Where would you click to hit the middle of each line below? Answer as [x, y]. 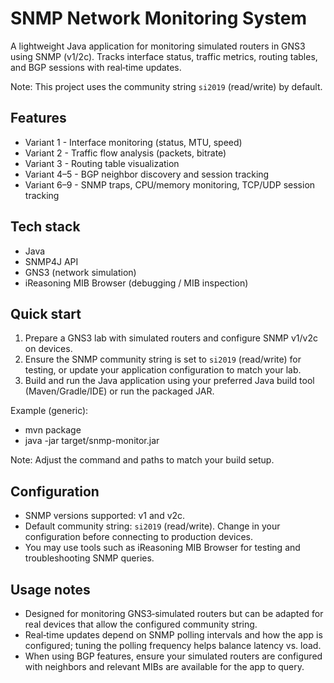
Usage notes [50, 589]
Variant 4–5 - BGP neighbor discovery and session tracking [147, 174]
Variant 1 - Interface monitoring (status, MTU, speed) [133, 142]
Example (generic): [49, 411]
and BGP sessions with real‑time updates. [96, 67]
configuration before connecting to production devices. [139, 537]
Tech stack [45, 227]
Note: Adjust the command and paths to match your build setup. [142, 460]
